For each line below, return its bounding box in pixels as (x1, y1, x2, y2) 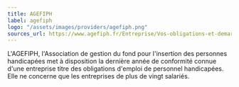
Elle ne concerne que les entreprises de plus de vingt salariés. (7, 72, 190, 81)
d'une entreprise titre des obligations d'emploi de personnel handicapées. (7, 64, 224, 73)
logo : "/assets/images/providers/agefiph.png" (7, 23, 148, 30)
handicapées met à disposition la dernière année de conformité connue (7, 57, 217, 66)
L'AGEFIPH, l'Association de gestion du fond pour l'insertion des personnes (7, 50, 228, 58)
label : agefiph (7, 17, 53, 24)
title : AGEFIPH (7, 10, 53, 18)
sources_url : (7, 30, 46, 37)
